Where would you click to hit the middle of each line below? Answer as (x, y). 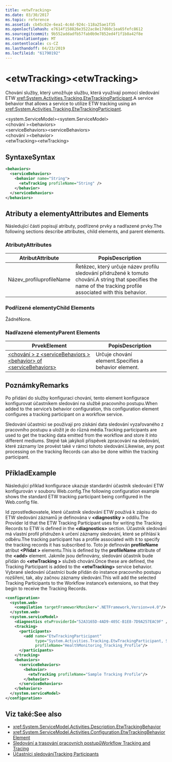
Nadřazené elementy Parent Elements (53, 332)
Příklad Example (31, 473)
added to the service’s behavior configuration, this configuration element (82, 409)
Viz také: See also (34, 714)
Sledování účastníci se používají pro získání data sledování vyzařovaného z (84, 424)
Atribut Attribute (39, 258)
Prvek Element (49, 346)
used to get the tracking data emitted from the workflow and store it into (81, 435)
